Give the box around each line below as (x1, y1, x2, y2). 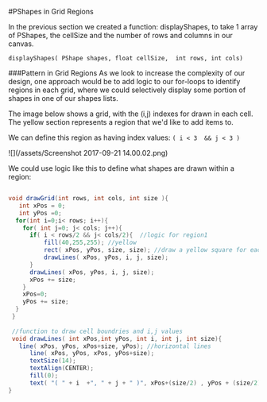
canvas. (8, 39, 34, 48)
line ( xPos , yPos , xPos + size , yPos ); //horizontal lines (18, 342, 212, 350)
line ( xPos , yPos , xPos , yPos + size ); (29, 350, 155, 358)
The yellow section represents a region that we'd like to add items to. (8, 118, 234, 126)
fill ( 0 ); (29, 372, 59, 380)
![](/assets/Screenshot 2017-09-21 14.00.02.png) (8, 149, 168, 157)
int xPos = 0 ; (18, 202, 66, 210)
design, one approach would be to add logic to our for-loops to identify (8, 77, 241, 86)
